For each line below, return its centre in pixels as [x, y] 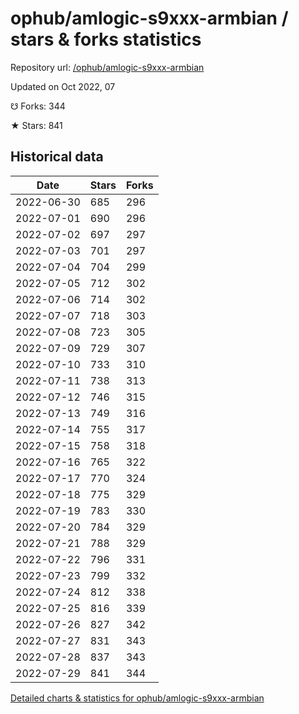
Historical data [57, 157]
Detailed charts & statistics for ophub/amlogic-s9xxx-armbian [137, 698]
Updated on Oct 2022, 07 [63, 86]
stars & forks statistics [106, 39]
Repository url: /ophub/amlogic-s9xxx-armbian [107, 67]
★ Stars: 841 [36, 125]
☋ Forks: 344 [38, 106]
